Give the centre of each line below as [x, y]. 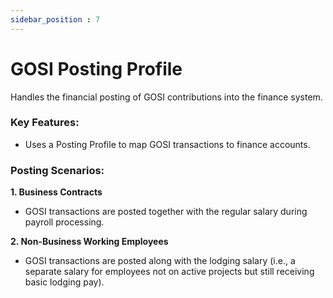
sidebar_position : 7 [55, 19]
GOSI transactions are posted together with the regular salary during [166, 212]
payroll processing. [64, 222]
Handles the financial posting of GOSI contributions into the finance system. [166, 97]
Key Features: [45, 123]
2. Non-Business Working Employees [89, 242]
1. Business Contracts [56, 192]
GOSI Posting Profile [96, 68]
